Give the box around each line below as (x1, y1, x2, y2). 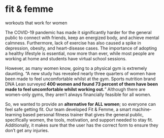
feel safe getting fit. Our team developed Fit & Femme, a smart (5, 106, 131, 112)
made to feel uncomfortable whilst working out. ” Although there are (5, 86, 146, 92)
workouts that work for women (5, 20, 67, 26)
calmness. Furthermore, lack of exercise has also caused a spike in (5, 40, 141, 46)
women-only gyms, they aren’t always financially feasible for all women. (5, 92, 152, 97)
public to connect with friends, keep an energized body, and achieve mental (5, 35, 159, 41)
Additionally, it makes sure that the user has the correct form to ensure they (5, 122, 159, 128)
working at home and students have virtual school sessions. (5, 55, 127, 61)
